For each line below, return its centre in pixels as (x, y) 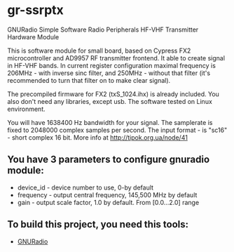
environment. (26, 109)
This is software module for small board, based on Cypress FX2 (99, 51)
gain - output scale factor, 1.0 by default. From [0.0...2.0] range (108, 202)
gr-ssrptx (36, 10)
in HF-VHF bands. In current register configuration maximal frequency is (111, 65)
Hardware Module (33, 37)
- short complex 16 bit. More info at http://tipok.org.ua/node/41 (97, 137)
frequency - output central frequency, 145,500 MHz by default (107, 194)
